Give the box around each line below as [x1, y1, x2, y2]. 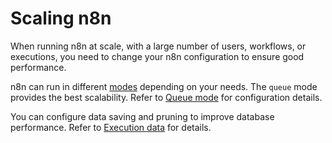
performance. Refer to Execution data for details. [10, 121, 212, 133]
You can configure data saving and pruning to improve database [10, 110, 275, 122]
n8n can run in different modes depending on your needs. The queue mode [10, 80, 318, 92]
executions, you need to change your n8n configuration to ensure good [10, 50, 305, 62]
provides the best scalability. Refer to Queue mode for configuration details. [10, 91, 323, 103]
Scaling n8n [10, 7, 112, 30]
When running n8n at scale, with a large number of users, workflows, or [10, 40, 307, 52]
